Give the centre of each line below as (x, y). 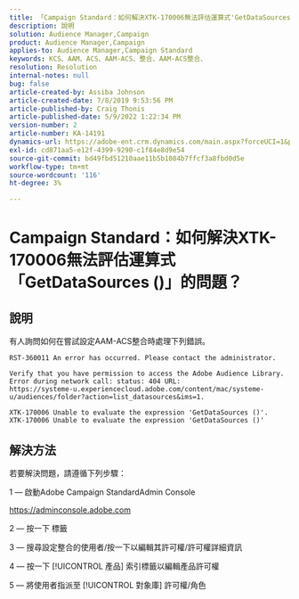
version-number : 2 (43, 126)
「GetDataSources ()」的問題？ (126, 283)
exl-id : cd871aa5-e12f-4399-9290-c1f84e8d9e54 (97, 150)
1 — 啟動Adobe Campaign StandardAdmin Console (102, 492)
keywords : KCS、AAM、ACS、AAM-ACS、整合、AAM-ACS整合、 (108, 59)
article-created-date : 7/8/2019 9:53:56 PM (91, 100)
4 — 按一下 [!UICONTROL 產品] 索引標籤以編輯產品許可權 (114, 566)
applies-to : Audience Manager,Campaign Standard (101, 51)
